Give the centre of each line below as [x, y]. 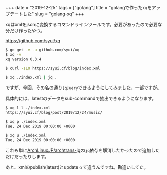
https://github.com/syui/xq [33, 41]
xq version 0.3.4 [23, 59]
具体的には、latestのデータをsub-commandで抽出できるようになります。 [81, 98]
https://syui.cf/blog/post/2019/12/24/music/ [54, 113]
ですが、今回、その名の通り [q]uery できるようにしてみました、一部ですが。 [83, 87]
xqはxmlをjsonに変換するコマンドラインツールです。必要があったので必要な [84, 24]
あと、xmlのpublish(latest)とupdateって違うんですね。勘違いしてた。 [77, 167]
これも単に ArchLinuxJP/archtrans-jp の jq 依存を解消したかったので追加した [82, 150]
